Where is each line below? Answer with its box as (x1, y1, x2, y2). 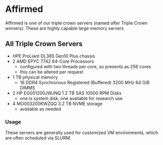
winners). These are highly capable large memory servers (5, 25, 124, 31)
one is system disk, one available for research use (19, 95, 123, 101)
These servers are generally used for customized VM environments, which (5, 130, 159, 136)
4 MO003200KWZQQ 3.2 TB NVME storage (12, 101, 103, 107)
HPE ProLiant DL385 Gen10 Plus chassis (12, 53, 95, 59)
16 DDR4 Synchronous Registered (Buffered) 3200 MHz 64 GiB (19, 79, 150, 85)
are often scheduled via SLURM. (5, 135, 71, 141)
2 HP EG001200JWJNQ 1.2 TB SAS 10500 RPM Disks (12, 90, 122, 96)
